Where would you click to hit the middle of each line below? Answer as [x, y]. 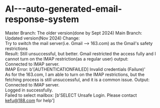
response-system [42, 19]
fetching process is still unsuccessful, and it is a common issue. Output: [77, 80]
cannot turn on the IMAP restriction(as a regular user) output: [67, 59]
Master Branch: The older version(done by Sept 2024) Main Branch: [74, 33]
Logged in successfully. [29, 90]
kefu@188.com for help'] [30, 100]
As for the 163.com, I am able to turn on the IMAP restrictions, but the [75, 74]
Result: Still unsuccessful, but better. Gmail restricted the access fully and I [80, 54]
